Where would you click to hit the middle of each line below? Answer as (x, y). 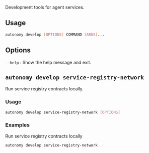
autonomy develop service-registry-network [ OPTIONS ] (63, 112)
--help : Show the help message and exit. (48, 62)
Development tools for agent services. (45, 7)
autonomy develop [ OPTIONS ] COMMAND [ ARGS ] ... (55, 35)
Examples (18, 125)
